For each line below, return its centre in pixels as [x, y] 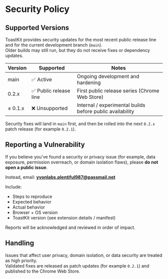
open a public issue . [26, 167]
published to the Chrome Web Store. [43, 271]
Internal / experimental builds [111, 105]
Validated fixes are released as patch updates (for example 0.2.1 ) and [77, 265]
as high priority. [21, 260]
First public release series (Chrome [118, 91]
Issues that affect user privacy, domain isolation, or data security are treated [84, 255]
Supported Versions [37, 28]
